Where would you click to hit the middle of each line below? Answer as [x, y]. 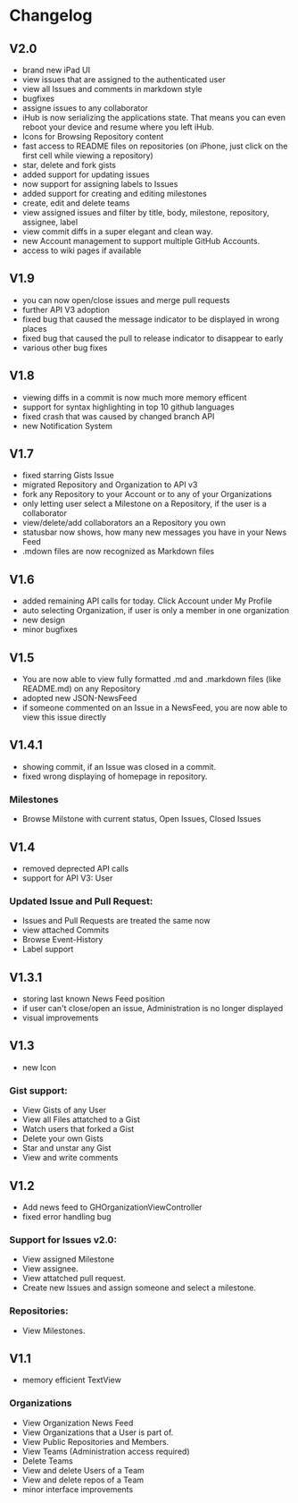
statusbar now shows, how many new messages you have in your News [154, 532]
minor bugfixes [50, 629]
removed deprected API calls [75, 868]
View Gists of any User [64, 1110]
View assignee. [50, 1269]
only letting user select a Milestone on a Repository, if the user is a [145, 504]
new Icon [39, 1067]
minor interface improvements [78, 1489]
